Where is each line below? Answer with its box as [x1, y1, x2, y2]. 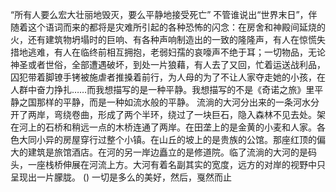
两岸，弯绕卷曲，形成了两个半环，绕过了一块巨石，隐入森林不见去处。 [27, 109, 317, 120]
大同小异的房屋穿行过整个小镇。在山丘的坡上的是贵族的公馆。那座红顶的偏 [18, 134, 326, 145]
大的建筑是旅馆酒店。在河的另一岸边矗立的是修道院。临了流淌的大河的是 [10, 146, 308, 158]
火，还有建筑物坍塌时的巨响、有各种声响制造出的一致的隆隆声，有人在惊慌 [10, 34, 317, 45]
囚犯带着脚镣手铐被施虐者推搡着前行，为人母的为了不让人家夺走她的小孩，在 [10, 71, 326, 83]
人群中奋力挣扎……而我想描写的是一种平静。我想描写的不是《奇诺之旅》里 [10, 84, 315, 95]
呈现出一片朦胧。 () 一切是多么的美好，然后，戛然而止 [10, 171, 233, 183]
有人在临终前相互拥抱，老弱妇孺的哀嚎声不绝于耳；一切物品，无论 [53, 46, 326, 58]
